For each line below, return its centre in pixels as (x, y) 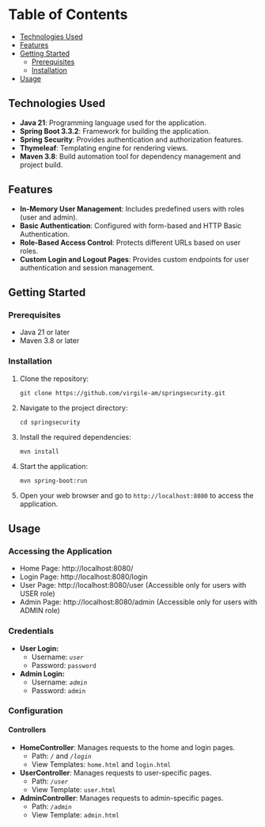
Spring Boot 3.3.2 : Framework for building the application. (115, 131)
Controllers (27, 730)
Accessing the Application (60, 551)
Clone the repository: (54, 379)
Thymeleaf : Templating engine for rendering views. (104, 147)
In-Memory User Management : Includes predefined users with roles (132, 208)
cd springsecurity (50, 422)
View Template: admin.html (76, 814)
